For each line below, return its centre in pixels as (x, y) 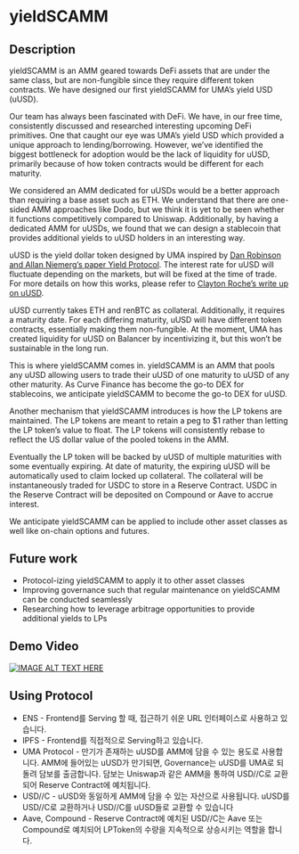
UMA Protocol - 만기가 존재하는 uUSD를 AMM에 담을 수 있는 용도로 (141, 751)
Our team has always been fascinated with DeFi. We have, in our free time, (146, 116)
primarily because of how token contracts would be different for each (137, 164)
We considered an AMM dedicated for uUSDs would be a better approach (145, 190)
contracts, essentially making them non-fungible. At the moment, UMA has (146, 329)
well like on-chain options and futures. (79, 531)
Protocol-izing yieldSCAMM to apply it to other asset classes (133, 580)
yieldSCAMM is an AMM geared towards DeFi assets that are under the (140, 70)
